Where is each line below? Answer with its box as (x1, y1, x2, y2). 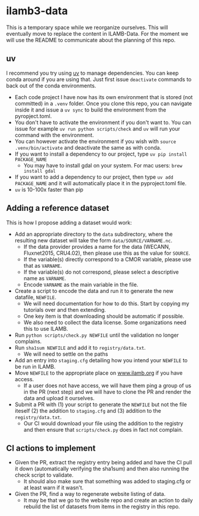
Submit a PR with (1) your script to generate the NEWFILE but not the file (14, 401, 188, 408)
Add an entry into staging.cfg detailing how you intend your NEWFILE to (14, 356, 188, 363)
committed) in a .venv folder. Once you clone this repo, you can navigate (14, 100, 192, 107)
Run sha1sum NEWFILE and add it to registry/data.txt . (14, 344, 146, 351)
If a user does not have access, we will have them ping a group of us (23, 382, 191, 389)
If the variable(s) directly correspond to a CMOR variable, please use (23, 255, 191, 262)
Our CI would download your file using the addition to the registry (23, 420, 184, 427)
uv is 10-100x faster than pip (14, 186, 84, 193)
